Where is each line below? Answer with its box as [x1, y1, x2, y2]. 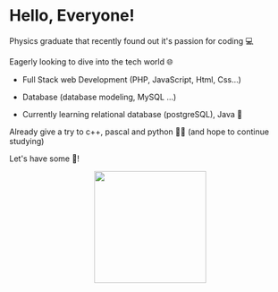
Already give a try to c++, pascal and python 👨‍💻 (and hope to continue [9, 126, 270, 137]
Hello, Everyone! [9, 5, 135, 26]
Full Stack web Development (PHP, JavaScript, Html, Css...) [21, 73, 241, 85]
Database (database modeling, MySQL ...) [21, 91, 177, 102]
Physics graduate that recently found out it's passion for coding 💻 [9, 35, 254, 46]
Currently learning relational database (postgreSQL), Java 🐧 [21, 108, 243, 119]
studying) [9, 135, 45, 146]
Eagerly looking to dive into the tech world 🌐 [9, 56, 173, 67]
